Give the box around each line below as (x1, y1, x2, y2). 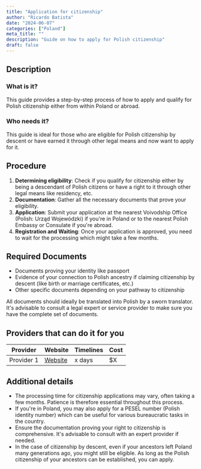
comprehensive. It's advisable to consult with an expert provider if (14, 431, 179, 438)
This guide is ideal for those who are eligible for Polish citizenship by (6, 131, 176, 138)
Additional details (6, 376, 74, 386)
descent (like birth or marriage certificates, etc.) (14, 280, 134, 288)
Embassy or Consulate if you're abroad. (14, 221, 113, 228)
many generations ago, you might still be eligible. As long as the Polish (14, 450, 190, 457)
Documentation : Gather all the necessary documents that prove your (14, 196, 187, 203)
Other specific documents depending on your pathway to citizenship (14, 286, 185, 293)
